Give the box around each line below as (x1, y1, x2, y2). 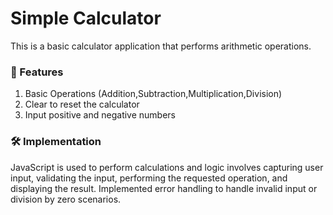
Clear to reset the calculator (24, 98, 140, 111)
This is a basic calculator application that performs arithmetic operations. (10, 40, 312, 52)
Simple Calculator (10, 7, 162, 30)
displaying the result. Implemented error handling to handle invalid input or (10, 182, 318, 194)
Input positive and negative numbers (24, 109, 177, 121)
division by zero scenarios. (10, 193, 122, 205)
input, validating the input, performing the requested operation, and (10, 172, 288, 184)
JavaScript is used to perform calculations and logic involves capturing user (10, 161, 324, 173)
